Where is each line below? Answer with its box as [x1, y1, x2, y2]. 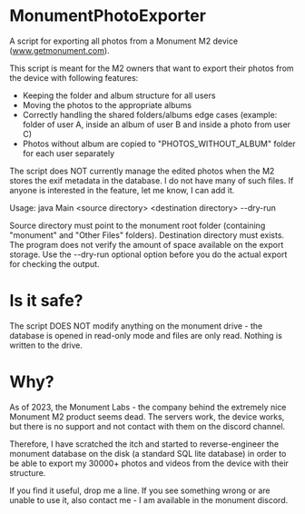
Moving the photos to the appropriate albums [22, 99, 192, 110]
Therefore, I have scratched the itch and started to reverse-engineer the [9, 438, 280, 450]
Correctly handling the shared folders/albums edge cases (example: [22, 109, 278, 120]
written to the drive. [9, 340, 84, 351]
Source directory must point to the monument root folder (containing [9, 220, 266, 231]
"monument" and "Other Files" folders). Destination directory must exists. [9, 229, 284, 241]
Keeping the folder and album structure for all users [22, 90, 216, 101]
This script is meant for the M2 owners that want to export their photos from [9, 63, 294, 74]
